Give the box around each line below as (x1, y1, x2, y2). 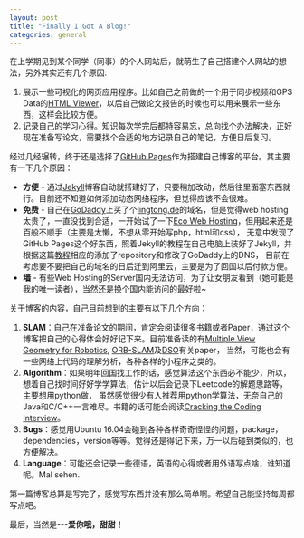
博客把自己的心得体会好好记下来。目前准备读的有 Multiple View (22, 333, 256, 344)
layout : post (9, 13, 59, 23)
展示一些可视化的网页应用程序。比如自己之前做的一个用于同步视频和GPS (22, 87, 293, 98)
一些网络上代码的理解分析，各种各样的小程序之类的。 (22, 356, 222, 367)
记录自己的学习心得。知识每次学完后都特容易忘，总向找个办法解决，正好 (22, 120, 292, 131)
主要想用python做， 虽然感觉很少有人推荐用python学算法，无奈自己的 (22, 390, 283, 401)
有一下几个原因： (9, 162, 73, 173)
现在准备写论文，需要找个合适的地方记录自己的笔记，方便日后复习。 (22, 132, 277, 143)
